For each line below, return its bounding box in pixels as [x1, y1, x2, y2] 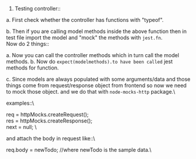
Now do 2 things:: [6, 41, 50, 47]
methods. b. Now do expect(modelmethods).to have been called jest [6, 58, 173, 65]
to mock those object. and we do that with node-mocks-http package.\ [6, 88, 175, 95]
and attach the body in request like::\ [6, 135, 96, 142]
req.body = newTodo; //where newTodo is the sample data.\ [6, 147, 152, 153]
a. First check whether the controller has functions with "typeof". [6, 16, 164, 23]
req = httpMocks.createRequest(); [6, 111, 89, 118]
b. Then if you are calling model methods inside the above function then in [6, 28, 187, 35]
